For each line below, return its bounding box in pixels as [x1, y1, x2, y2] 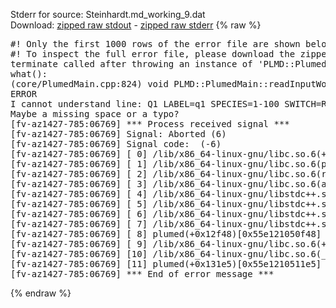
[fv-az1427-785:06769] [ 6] [10, 209, 148, 219]
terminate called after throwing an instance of [10, 59, 253, 69]
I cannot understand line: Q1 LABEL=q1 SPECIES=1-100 [10, 99, 280, 109]
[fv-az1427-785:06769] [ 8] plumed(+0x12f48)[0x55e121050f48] [10, 229, 322, 239]
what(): [10, 69, 48, 79]
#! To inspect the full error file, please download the [10, 49, 296, 59]
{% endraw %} [10, 287, 72, 299]
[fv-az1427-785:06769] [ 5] [10, 199, 148, 209]
